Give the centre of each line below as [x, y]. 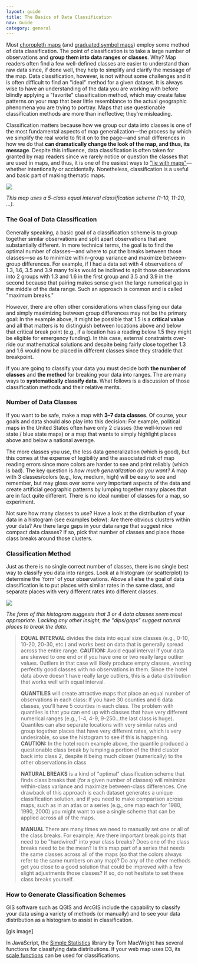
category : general [29, 28]
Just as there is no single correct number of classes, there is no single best [97, 567]
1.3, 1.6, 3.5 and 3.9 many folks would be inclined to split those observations [98, 270]
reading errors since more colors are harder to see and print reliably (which [97, 464]
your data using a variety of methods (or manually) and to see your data [93, 914]
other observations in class [53, 763]
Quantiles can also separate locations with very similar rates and [99, 725]
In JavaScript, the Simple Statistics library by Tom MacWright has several [95, 943]
